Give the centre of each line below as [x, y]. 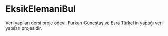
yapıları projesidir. [24, 28]
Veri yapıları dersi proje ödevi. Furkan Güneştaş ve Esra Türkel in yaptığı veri [84, 23]
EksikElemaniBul [41, 9]
